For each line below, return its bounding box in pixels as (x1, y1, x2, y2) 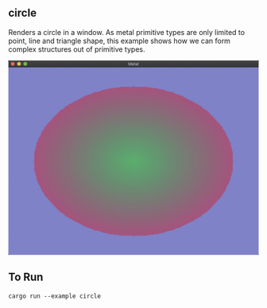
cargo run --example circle (8, 292, 102, 301)
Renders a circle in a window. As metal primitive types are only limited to (8, 27, 245, 37)
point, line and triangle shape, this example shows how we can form (8, 36, 230, 45)
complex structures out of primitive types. (8, 44, 145, 54)
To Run (8, 271, 44, 283)
